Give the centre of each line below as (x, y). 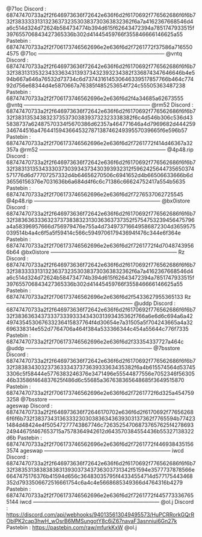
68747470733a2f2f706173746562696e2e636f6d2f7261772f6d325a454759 (100, 393)
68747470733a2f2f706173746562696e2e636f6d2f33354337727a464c (95, 342)
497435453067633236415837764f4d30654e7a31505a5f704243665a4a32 (100, 322)
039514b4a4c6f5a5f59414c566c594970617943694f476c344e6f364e (94, 233)
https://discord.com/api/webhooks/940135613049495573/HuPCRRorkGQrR (100, 514)
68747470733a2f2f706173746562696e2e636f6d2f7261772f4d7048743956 (100, 246)
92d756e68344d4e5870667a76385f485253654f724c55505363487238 (96, 86)
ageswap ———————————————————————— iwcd (102, 451)
